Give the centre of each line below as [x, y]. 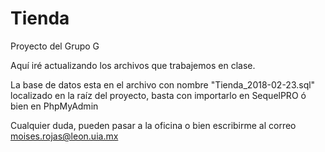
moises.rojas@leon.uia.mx [64, 136]
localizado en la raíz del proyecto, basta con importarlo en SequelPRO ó [158, 95]
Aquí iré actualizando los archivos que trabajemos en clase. [133, 65]
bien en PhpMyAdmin [54, 106]
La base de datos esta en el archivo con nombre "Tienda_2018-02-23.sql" [163, 84]
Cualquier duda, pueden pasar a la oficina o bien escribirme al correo [153, 125]
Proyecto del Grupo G [55, 46]
